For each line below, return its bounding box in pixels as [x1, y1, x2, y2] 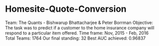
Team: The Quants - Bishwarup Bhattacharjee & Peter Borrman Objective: [5, 20, 153, 25]
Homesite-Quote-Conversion [5, 3, 127, 15]
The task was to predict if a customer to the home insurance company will [5, 24, 155, 30]
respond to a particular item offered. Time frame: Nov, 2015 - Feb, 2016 [5, 30, 149, 36]
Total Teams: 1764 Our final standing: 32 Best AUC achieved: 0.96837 [5, 35, 146, 41]
